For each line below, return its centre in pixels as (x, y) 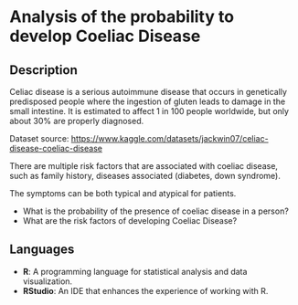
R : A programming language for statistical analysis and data (135, 271)
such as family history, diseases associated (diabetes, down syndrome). (145, 176)
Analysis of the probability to (122, 17)
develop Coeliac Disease (105, 36)
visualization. (48, 281)
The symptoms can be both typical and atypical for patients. (123, 193)
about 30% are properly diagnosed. (77, 121)
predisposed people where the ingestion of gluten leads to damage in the (148, 101)
